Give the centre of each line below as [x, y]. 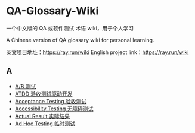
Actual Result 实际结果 [42, 116]
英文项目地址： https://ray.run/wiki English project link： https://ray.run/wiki [97, 52]
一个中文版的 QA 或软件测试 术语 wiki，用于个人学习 [70, 28]
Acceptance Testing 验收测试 [51, 101]
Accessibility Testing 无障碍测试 [54, 109]
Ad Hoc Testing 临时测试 [45, 123]
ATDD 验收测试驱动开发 [44, 94]
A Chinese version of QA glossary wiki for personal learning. [80, 40]
